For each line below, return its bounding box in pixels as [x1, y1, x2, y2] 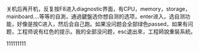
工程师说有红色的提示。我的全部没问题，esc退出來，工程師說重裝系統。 [16, 28, 196, 35]
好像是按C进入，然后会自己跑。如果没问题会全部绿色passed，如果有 [16, 21, 188, 27]
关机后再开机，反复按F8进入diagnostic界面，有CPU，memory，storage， [6, 5, 191, 12]
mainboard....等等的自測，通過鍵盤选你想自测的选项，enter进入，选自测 [6, 13, 185, 20]
